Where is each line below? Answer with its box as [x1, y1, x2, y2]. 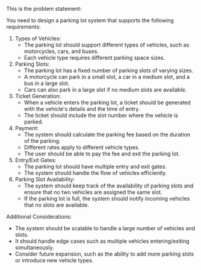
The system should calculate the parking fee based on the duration [23, 131, 191, 138]
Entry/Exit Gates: [14, 157, 57, 163]
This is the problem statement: [6, 5, 82, 12]
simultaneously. [14, 244, 54, 251]
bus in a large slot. [23, 80, 70, 87]
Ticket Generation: [14, 93, 61, 99]
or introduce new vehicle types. [14, 257, 94, 264]
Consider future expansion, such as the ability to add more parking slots [14, 250, 194, 257]
